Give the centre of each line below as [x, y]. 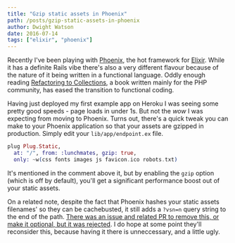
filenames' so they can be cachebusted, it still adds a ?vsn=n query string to [117, 209]
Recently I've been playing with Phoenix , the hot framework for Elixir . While [116, 60]
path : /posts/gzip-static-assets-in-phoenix [74, 20]
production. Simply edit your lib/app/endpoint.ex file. [85, 134]
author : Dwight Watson [40, 27]
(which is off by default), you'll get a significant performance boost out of [114, 180]
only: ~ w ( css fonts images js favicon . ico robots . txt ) [96, 159]
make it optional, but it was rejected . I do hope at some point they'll [104, 224]
